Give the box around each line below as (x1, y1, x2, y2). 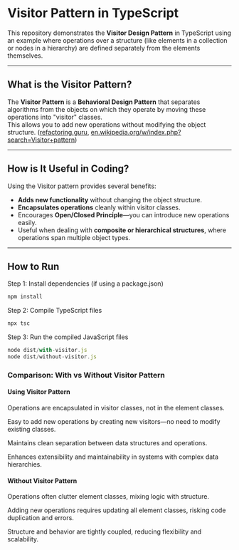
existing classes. (7, 425, 56, 433)
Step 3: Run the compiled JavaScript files (7, 333, 129, 341)
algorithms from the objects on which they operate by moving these (7, 105, 206, 113)
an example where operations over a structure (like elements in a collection (7, 36, 228, 44)
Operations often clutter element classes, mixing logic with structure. (7, 492, 210, 501)
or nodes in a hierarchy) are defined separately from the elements (7, 43, 201, 52)
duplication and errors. (7, 514, 75, 522)
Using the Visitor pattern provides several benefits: (7, 182, 156, 190)
